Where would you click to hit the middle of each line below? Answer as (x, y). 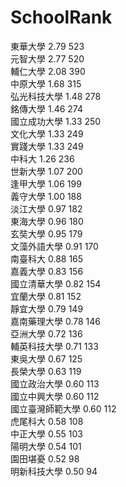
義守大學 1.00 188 (46, 196)
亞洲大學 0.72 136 (46, 333)
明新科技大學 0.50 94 (54, 471)
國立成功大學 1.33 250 (56, 121)
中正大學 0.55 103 (46, 433)
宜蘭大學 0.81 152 (46, 296)
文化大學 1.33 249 (47, 133)
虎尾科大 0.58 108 (47, 421)
